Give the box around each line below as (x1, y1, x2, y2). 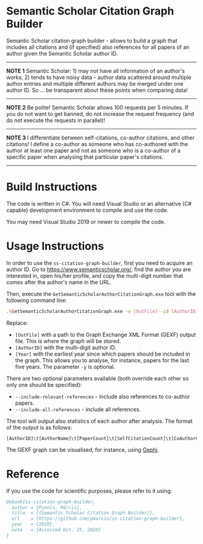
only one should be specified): (6, 381, 82, 388)
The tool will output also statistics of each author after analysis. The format (6, 417, 193, 424)
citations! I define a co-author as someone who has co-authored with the (6, 140, 188, 147)
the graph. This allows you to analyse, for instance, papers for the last (14, 356, 189, 363)
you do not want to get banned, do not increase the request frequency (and (6, 110, 195, 117)
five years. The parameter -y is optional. (14, 363, 115, 370)
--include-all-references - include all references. (14, 406, 141, 413)
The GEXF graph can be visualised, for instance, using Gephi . (6, 446, 159, 453)
